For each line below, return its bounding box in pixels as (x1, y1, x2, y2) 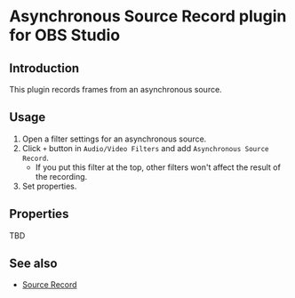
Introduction (9, 60, 80, 76)
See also (9, 256, 58, 271)
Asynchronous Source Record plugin (9, 6, 287, 27)
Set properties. (21, 181, 77, 191)
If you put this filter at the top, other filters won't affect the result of (35, 162, 282, 173)
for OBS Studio (9, 25, 121, 45)
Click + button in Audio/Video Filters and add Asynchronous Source (21, 142, 269, 153)
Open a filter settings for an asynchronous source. (21, 133, 207, 144)
